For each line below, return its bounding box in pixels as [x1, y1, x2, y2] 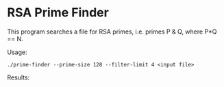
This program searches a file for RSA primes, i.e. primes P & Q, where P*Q [7, 27, 217, 36]
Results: [7, 73, 30, 82]
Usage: [7, 48, 27, 56]
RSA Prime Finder [7, 5, 110, 21]
